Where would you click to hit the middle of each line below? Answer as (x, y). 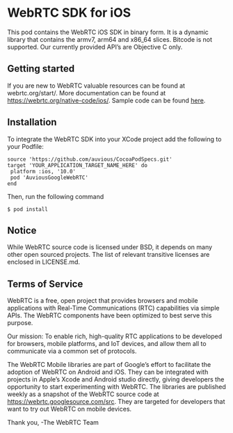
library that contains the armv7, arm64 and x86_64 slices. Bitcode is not (110, 39)
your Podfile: (25, 146)
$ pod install (28, 209)
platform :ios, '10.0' (43, 171)
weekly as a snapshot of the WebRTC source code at (83, 394)
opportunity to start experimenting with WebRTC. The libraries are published (116, 387)
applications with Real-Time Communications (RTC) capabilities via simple (113, 308)
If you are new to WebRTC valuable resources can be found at (96, 86)
